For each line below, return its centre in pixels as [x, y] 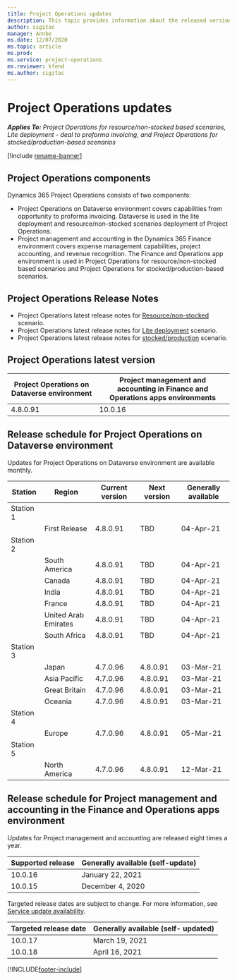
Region [66, 492]
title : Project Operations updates [60, 14]
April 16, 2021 [117, 952]
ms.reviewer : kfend [36, 66]
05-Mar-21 [201, 733]
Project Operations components [79, 178]
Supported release [43, 863]
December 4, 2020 [113, 886]
